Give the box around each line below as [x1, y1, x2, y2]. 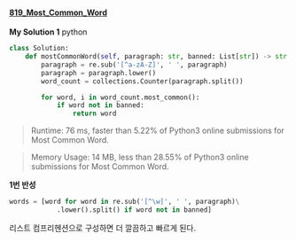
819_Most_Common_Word [9, 7, 108, 18]
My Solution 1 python [9, 27, 88, 37]
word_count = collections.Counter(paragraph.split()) [41, 76, 244, 86]
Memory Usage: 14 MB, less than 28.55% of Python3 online [30, 152, 250, 163]
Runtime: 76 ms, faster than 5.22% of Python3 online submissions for [30, 125, 285, 136]
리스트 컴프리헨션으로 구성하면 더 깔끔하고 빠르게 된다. [9, 222, 197, 233]
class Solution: [9, 44, 69, 53]
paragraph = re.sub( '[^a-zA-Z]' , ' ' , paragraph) [41, 60, 228, 69]
